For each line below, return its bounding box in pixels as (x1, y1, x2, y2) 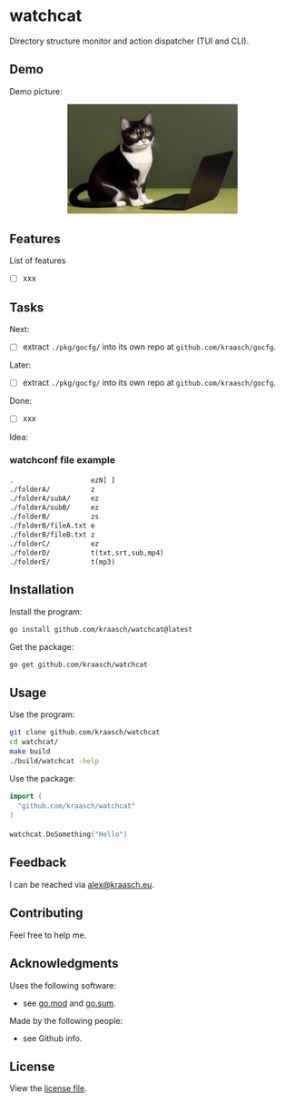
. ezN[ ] (9, 476, 116, 485)
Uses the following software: (9, 979, 116, 990)
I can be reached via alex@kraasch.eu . (9, 879, 154, 890)
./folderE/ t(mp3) (9, 557, 116, 566)
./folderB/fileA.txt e (9, 521, 95, 530)
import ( (9, 792, 43, 801)
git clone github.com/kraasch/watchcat (9, 728, 161, 737)
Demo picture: (9, 85, 63, 96)
